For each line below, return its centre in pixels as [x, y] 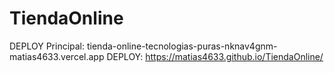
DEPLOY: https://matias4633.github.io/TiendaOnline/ [215, 56]
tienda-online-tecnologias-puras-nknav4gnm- [182, 46]
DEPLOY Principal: [47, 46]
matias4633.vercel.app [57, 56]
